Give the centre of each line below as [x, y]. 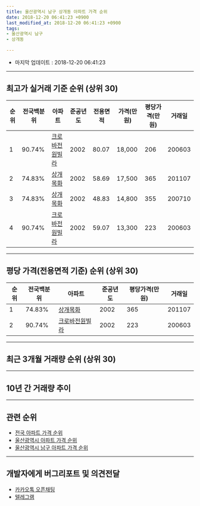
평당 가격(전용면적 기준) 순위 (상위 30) [72, 271]
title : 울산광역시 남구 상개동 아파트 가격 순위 [57, 12]
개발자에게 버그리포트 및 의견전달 [63, 474]
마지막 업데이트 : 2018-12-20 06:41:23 [60, 62]
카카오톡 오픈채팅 [35, 489]
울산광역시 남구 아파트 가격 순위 [51, 448]
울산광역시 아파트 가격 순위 [46, 440]
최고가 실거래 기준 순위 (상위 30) [62, 89]
